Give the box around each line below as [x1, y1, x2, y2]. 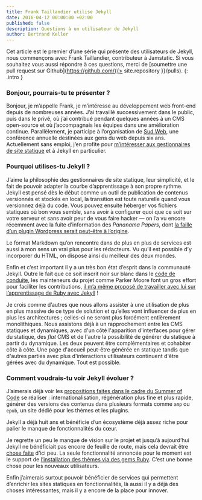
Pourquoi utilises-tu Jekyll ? [6, 162, 90, 171]
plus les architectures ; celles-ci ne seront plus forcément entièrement [6, 313, 181, 321]
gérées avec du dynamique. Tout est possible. [6, 359, 121, 366]
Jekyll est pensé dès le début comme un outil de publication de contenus [6, 188, 188, 196]
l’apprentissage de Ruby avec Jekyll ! [6, 289, 98, 296]
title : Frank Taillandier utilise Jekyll [6, 8, 112, 15]
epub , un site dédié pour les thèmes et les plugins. [6, 407, 130, 414]
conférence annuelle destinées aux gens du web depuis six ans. [6, 134, 166, 142]
